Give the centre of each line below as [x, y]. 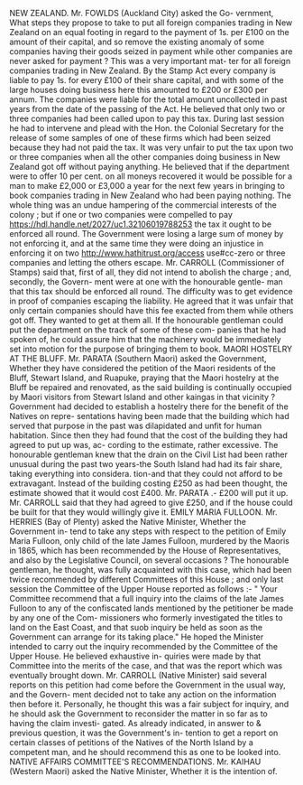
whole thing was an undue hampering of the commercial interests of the [143, 205]
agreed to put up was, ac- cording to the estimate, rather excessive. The [144, 445]
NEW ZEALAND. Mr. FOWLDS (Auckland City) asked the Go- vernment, [142, 13]
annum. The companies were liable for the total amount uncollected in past [148, 99]
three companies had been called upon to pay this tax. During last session [147, 118]
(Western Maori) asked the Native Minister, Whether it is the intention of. [143, 771]
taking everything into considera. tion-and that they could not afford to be [146, 474]
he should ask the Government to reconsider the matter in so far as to [138, 714]
